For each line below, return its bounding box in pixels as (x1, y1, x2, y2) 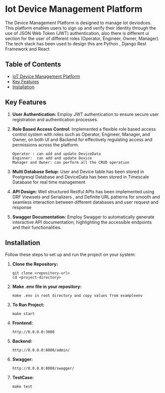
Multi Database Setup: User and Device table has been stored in (12, 169, 144, 175)
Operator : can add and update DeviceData (12, 151, 101, 156)
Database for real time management (12, 179, 85, 185)
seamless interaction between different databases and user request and (12, 199, 159, 205)
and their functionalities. (12, 224, 62, 230)
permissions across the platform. (12, 142, 79, 147)
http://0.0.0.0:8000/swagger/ (12, 366, 75, 371)
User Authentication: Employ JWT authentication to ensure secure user (12, 111, 159, 117)
